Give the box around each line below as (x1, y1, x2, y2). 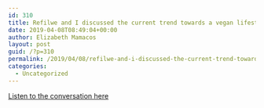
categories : (8, 63, 47, 70)
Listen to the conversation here (8, 91, 109, 100)
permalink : (8, 56, 44, 63)
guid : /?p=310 (8, 48, 55, 56)
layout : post (8, 41, 51, 49)
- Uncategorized (15, 70, 68, 77)
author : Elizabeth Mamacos (8, 33, 97, 41)
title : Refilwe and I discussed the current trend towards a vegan (8, 19, 234, 27)
